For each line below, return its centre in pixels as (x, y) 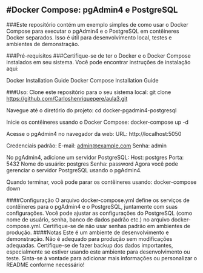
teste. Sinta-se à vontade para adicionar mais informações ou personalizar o (102, 258)
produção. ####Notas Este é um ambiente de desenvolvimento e (88, 232)
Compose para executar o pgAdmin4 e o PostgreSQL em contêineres (93, 31)
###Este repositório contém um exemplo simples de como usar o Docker (98, 24)
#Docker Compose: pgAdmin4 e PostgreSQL (92, 10)
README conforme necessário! (45, 265)
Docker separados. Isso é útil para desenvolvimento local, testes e (89, 37)
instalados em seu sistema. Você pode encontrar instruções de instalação (98, 62)
